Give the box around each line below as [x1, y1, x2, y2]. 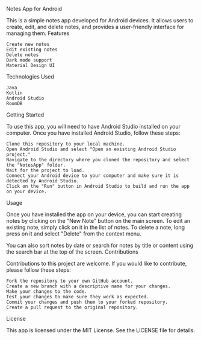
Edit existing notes [6, 47, 58, 53]
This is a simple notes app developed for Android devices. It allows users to [6, 17, 194, 24]
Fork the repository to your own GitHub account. [6, 278, 134, 284]
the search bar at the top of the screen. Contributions [6, 248, 138, 255]
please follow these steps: [6, 266, 71, 274]
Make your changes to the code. [6, 289, 87, 295]
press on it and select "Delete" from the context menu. [6, 230, 141, 237]
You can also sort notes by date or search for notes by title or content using [6, 242, 194, 249]
